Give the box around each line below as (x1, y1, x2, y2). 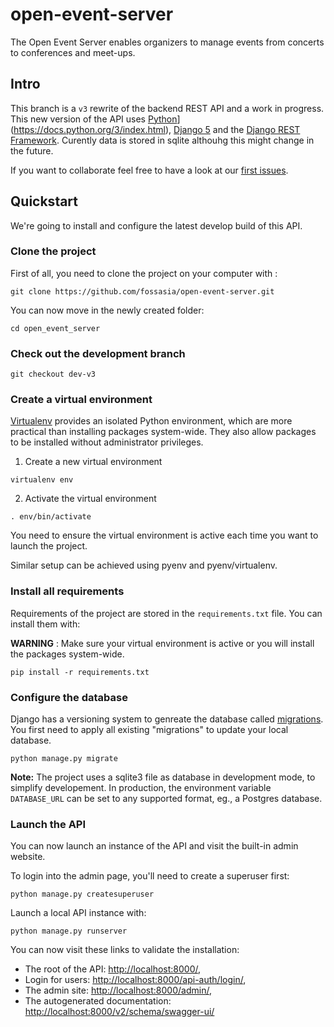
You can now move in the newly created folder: (10, 304, 205, 316)
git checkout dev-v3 (10, 369, 97, 380)
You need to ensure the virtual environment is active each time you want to (10, 529, 319, 542)
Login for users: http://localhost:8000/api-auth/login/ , (24, 974, 247, 986)
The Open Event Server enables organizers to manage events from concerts (10, 36, 325, 48)
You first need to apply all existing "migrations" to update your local (10, 724, 289, 736)
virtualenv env (10, 475, 74, 485)
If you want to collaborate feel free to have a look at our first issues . (10, 164, 289, 176)
